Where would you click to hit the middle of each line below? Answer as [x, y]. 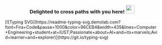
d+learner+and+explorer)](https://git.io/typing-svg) [57, 37]
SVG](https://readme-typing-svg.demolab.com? [72, 22]
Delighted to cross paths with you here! [77, 11]
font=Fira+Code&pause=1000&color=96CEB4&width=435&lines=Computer [81, 27]
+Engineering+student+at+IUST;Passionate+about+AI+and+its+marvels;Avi [81, 32]
